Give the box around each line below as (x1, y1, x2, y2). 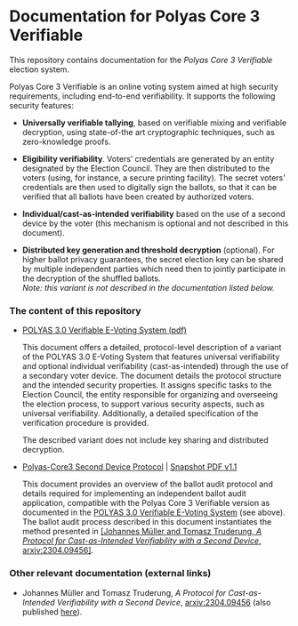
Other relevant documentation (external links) (9, 567, 212, 580)
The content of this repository (9, 304, 141, 317)
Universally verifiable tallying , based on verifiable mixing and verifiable (21, 117, 287, 128)
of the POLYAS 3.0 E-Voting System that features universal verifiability (21, 351, 280, 362)
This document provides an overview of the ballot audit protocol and (21, 478, 273, 490)
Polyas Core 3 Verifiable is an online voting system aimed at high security (9, 81, 278, 92)
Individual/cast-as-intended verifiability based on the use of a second (21, 208, 286, 219)
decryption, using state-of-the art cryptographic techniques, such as (21, 126, 276, 137)
